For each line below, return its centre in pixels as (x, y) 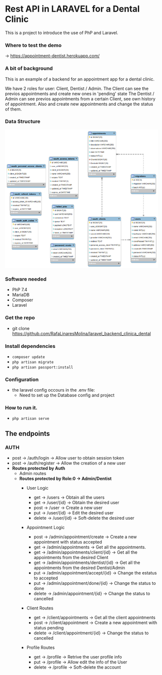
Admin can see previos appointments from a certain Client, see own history (80, 99)
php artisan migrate (33, 362)
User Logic (37, 488)
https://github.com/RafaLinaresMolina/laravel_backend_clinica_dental (81, 333)
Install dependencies (30, 346)
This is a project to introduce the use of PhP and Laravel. (62, 33)
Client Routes (40, 608)
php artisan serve (31, 419)
